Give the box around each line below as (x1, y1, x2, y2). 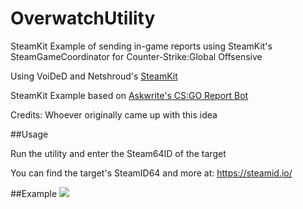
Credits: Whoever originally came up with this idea (10, 108, 218, 121)
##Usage (10, 128, 49, 140)
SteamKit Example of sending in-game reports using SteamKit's (10, 40, 273, 52)
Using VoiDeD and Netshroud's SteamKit (10, 70, 178, 82)
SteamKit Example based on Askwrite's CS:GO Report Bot (10, 89, 249, 101)
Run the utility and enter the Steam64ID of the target (10, 147, 227, 159)
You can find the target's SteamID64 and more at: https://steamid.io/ (10, 167, 293, 179)
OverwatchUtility (10, 7, 156, 30)
